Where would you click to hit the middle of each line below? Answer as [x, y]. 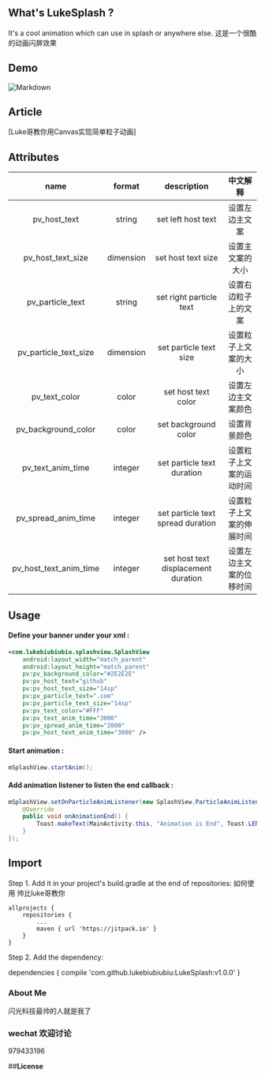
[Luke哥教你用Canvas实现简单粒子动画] [72, 132]
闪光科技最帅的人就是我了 [50, 1011]
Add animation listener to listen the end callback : [91, 785]
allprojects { [32, 908]
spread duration [187, 523]
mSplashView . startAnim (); [50, 767]
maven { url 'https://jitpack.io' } [97, 929]
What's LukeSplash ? [61, 13]
